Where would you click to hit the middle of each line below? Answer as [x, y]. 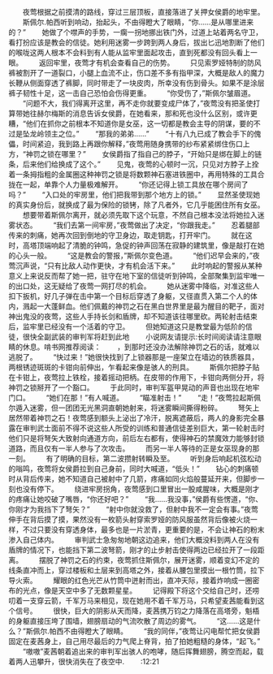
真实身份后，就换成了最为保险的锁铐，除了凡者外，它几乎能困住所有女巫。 [140, 205]
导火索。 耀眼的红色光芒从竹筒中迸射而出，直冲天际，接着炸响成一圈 [130, 580]
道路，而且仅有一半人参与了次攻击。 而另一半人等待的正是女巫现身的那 [134, 448]
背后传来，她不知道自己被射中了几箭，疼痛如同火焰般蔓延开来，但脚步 [140, 479]
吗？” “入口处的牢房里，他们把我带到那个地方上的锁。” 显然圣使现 [131, 194]
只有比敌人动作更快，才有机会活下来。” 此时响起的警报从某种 [155, 266]
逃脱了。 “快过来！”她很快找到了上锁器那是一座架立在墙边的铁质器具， [134, 357]
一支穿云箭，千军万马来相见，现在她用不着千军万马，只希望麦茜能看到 [140, 601]
